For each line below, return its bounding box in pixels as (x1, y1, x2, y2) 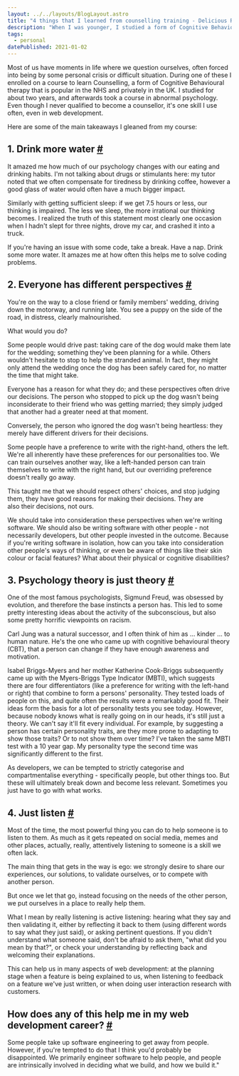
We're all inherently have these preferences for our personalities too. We (7, 450, 221, 459)
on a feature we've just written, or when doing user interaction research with (7, 980, 232, 988)
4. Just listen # (7, 807, 75, 819)
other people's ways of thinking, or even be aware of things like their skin (7, 546, 223, 554)
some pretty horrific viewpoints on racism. (7, 616, 132, 624)
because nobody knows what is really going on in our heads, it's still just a (7, 711, 225, 721)
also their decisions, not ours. (7, 502, 95, 510)
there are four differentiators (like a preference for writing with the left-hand (7, 681, 229, 690)
